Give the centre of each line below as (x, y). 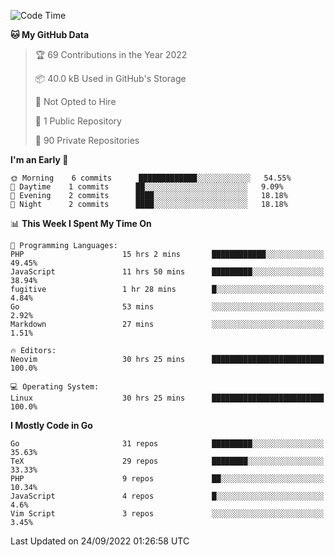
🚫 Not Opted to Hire (75, 101)
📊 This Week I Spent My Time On (81, 223)
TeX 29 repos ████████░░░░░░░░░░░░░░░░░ (167, 461)
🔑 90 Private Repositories (87, 140)
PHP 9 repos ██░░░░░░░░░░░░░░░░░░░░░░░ (167, 479)
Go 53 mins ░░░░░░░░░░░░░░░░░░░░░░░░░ (167, 307)
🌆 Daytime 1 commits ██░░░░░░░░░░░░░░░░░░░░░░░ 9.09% (147, 187)
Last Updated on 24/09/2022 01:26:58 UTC (100, 541)
